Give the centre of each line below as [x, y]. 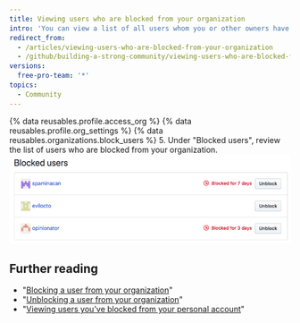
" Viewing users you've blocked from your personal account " [133, 310]
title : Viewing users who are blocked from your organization [127, 19]
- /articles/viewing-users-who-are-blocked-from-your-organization [146, 47]
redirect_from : [37, 38]
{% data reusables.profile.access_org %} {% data [100, 121]
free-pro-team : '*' [54, 76]
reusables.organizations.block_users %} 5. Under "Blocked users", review [145, 140]
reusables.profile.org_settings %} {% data [86, 131]
